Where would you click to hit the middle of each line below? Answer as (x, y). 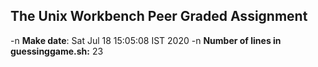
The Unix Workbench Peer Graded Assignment (159, 16)
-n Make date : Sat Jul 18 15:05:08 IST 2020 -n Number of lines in (146, 40)
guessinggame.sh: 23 (57, 51)
